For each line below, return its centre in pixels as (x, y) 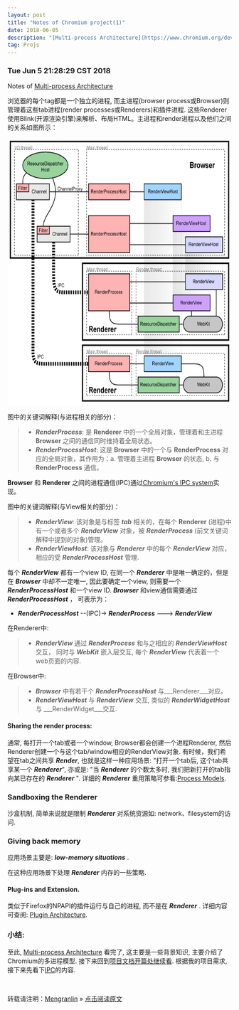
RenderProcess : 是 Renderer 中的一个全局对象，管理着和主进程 (129, 432)
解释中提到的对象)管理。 (71, 540)
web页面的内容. (58, 661)
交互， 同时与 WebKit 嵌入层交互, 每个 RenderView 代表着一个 (127, 652)
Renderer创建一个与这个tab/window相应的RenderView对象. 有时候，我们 (114, 751)
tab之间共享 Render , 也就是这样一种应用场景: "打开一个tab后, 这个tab (121, 760)
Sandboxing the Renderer (53, 797)
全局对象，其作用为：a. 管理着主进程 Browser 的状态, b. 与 (134, 459)
